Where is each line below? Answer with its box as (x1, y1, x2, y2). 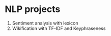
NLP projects (5, 3, 61, 15)
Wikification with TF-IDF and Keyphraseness (12, 25, 106, 31)
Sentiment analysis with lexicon (12, 20, 78, 26)
